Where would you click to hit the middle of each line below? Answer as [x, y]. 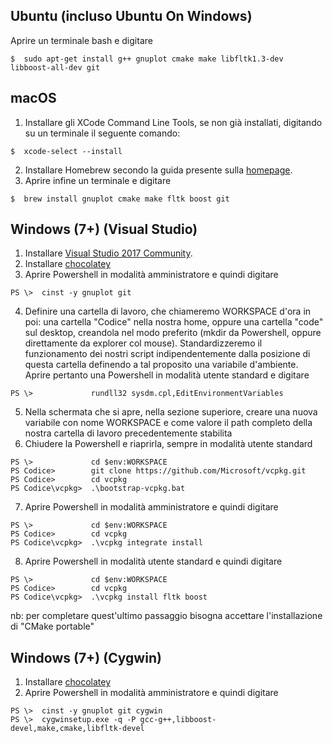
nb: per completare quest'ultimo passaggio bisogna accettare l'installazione [166, 616]
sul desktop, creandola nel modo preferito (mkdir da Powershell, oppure [173, 333]
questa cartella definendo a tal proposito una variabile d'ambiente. [161, 365]
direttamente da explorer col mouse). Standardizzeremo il [143, 343]
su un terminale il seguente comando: [102, 133]
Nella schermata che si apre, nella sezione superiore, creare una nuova [171, 412]
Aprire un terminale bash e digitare [81, 40]
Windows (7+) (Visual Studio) [104, 229]
